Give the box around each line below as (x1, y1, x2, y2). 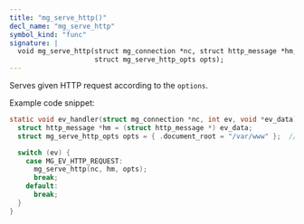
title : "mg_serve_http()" (9, 13, 107, 23)
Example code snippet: (9, 98, 95, 108)
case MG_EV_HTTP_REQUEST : (25, 156, 124, 165)
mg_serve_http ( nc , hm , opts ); (33, 164, 147, 174)
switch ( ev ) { (17, 148, 71, 157)
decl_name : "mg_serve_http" (9, 22, 116, 31)
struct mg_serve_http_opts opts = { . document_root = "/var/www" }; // (17, 132, 298, 141)
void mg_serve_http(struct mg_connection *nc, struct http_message (17, 47, 278, 56)
